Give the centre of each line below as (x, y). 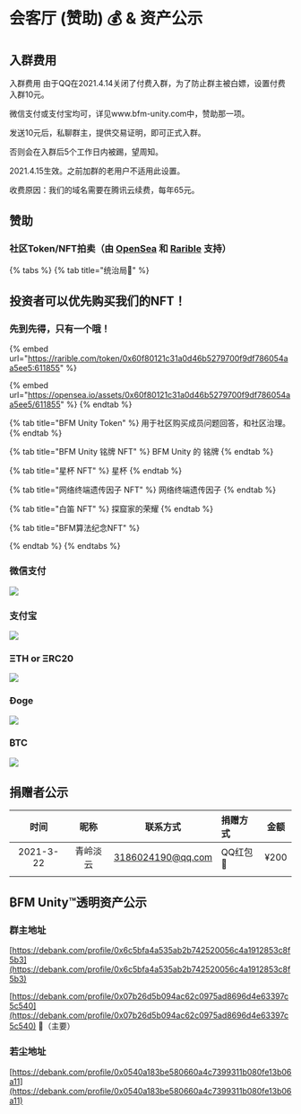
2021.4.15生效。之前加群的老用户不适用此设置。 (97, 171)
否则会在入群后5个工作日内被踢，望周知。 (86, 152)
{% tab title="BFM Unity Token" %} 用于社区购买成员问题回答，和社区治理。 (150, 423)
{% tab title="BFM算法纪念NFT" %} (75, 528)
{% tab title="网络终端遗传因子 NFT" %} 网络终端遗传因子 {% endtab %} (142, 490)
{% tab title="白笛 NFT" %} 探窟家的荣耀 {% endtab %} (111, 509)
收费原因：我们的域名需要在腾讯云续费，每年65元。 (104, 190)
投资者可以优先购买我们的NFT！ (98, 301)
